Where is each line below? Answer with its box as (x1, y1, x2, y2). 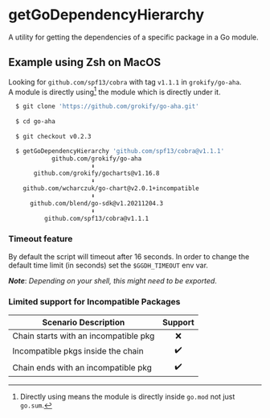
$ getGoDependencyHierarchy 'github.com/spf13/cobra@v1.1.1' (15, 147, 225, 155)
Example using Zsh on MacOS (8, 56, 162, 69)
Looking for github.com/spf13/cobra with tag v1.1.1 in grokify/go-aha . (8, 77, 242, 86)
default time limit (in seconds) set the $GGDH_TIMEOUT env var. (8, 260, 209, 270)
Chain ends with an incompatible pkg (12, 362, 153, 373)
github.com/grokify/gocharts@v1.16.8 (33, 169, 160, 178)
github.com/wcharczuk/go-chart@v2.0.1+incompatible (22, 184, 199, 192)
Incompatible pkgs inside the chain (12, 345, 144, 356)
